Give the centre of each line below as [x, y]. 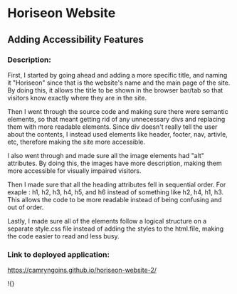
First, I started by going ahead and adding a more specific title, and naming [117, 75]
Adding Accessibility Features [76, 40]
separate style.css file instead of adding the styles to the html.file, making [116, 229]
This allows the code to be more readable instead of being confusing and [115, 199]
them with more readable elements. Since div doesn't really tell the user [112, 127]
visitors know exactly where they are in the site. [77, 98]
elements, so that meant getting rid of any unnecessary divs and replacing [116, 119]
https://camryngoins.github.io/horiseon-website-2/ [82, 270]
